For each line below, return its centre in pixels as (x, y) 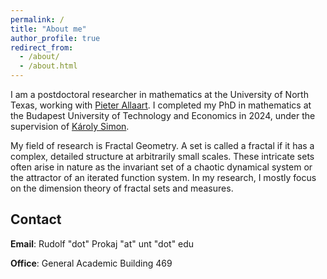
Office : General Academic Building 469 (91, 263)
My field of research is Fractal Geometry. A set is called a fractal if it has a (162, 145)
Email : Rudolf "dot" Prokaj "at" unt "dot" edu (102, 243)
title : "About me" (48, 29)
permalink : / (37, 19)
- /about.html (48, 66)
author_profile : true (55, 38)
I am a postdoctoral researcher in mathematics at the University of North (159, 94)
